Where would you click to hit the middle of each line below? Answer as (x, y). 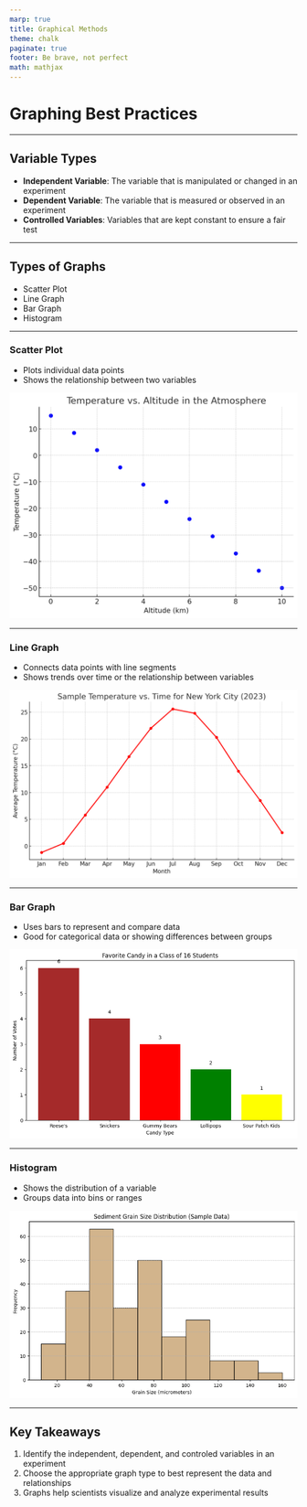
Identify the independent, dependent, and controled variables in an (148, 1454)
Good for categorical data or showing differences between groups (147, 936)
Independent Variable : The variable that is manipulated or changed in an (160, 181)
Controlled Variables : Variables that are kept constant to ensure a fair (154, 219)
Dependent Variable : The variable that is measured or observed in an (153, 200)
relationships (47, 1483)
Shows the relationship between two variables (110, 379)
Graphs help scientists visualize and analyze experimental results (145, 1493)
